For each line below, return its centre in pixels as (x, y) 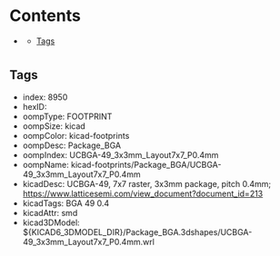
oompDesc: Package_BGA (71, 145)
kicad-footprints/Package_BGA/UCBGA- (146, 164)
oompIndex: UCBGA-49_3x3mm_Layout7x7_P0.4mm (120, 154)
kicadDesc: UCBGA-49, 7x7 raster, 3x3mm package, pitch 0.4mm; (147, 183)
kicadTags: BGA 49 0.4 (66, 203)
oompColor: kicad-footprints (76, 135)
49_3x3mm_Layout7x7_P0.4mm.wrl (88, 241)
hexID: (35, 106)
